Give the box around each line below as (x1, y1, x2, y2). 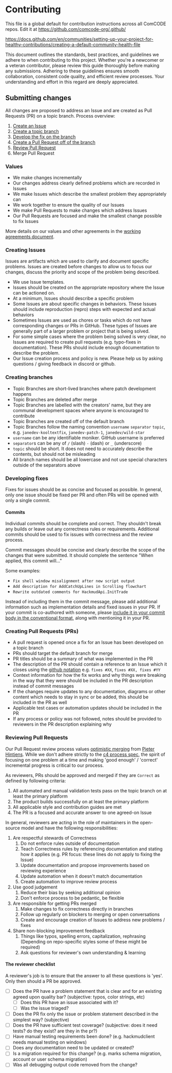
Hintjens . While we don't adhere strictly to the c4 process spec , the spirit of (5, 751, 165, 757)
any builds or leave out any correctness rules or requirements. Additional (5, 526, 159, 532)
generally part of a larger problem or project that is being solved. (12, 328, 150, 335)
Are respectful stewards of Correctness (12, 835, 97, 841)
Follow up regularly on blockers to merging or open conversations (20, 911, 160, 917)
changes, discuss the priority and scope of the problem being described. (5, 269, 160, 275)
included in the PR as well (12, 699, 68, 706)
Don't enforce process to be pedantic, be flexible (20, 895, 124, 901)
